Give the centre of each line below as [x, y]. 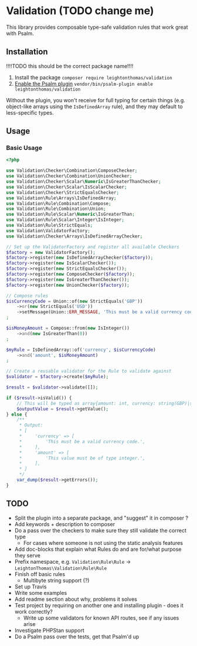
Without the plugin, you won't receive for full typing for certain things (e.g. [96, 100]
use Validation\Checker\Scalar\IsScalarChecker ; [67, 187]
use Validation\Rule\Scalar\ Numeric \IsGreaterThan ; [70, 215]
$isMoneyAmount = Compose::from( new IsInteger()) [68, 328]
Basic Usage [24, 148]
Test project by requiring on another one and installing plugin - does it [99, 605]
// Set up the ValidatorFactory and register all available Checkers [93, 247]
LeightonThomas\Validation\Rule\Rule [61, 568]
